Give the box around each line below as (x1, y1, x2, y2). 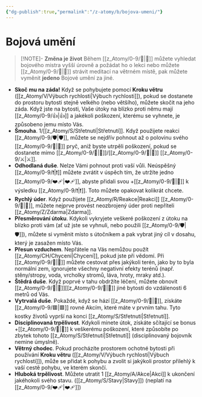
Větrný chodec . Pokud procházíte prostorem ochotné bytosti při (14, 344, 175, 352)
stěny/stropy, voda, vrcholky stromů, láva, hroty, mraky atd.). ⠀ (14, 271, 172, 279)
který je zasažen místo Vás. (14, 239, 83, 247)
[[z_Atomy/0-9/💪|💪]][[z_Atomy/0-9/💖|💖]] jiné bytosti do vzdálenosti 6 (14, 284, 187, 291)
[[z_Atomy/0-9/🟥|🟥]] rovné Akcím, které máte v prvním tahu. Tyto (14, 303, 181, 311)
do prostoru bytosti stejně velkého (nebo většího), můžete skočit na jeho (14, 98, 195, 106)
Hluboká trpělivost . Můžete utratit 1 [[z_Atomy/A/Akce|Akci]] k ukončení (14, 370, 195, 378)
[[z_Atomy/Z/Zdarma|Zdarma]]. (14, 208, 93, 215)
